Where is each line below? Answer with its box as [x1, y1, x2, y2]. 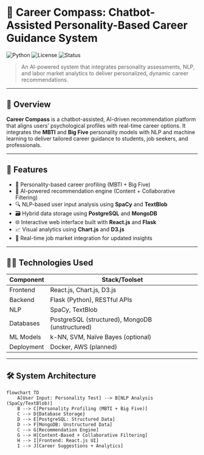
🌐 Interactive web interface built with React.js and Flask [15, 218, 157, 225]
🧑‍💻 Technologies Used [6, 258, 93, 268]
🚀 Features [6, 165, 48, 175]
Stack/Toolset [101, 276, 143, 284]
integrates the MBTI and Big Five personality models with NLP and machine [6, 128, 195, 135]
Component [9, 276, 44, 284]
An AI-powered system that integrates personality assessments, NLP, [21, 63, 195, 70]
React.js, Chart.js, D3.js [50, 286, 117, 294]
